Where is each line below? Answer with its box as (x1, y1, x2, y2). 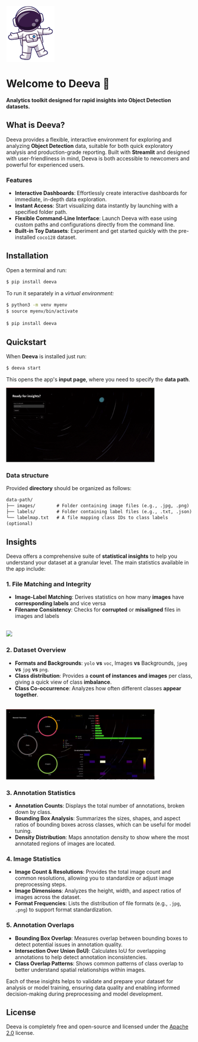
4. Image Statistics (6, 854, 61, 863)
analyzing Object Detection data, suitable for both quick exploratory (6, 142, 173, 149)
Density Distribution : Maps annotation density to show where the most (14, 833, 190, 841)
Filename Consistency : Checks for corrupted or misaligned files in (14, 606, 181, 613)
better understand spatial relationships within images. (14, 966, 146, 973)
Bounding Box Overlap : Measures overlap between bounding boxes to (14, 934, 188, 942)
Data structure (6, 471, 49, 479)
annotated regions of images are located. (14, 839, 116, 847)
